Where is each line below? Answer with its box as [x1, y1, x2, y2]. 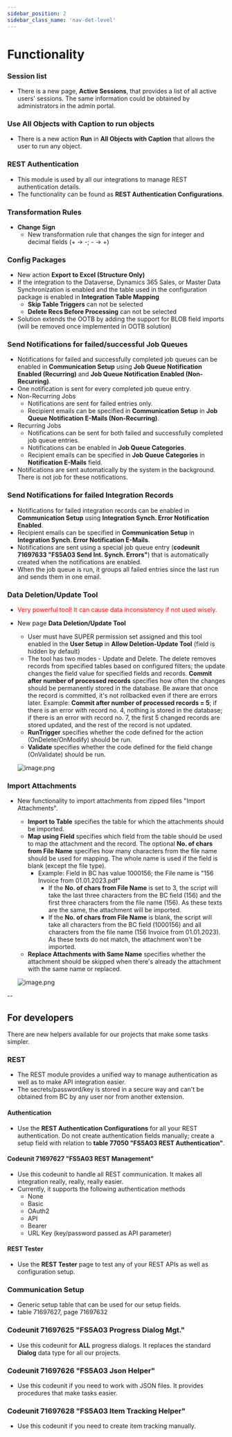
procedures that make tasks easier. [17, 1388, 118, 1397]
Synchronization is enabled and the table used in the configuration [17, 286, 208, 294]
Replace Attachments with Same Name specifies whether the [27, 950, 206, 959]
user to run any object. [17, 142, 82, 150]
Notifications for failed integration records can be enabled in [17, 506, 190, 514]
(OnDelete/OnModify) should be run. [27, 735, 132, 744]
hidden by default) [27, 647, 81, 656]
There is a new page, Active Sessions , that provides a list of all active [17, 87, 217, 95]
